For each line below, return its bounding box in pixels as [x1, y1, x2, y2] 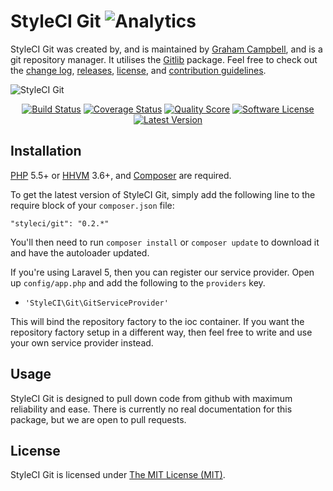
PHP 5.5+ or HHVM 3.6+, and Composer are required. [10, 169, 232, 181]
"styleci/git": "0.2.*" [10, 218, 110, 229]
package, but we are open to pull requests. [10, 413, 187, 425]
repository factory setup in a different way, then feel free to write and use [10, 326, 313, 338]
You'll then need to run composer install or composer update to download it [10, 236, 320, 248]
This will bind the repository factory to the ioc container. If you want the [10, 315, 305, 327]
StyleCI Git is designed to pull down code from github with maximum [10, 392, 293, 404]
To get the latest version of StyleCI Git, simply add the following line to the [10, 188, 316, 200]
